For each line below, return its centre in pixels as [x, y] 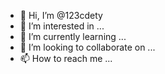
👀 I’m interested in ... [62, 26]
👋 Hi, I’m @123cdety [61, 15]
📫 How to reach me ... [66, 58]
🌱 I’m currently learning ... [73, 36]
